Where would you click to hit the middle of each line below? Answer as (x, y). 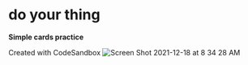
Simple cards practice (46, 37)
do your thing (54, 15)
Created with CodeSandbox (55, 52)
